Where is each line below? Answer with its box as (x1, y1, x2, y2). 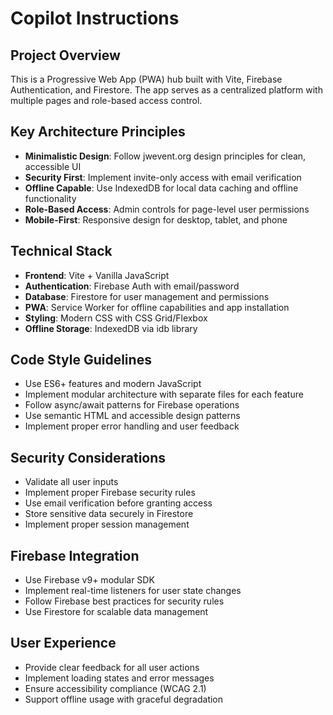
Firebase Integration (10, 547, 140, 564)
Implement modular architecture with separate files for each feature (24, 388, 304, 401)
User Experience (10, 635, 117, 652)
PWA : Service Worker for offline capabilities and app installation (24, 301, 290, 313)
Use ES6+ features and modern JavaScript (24, 378, 202, 390)
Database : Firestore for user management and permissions (24, 290, 270, 302)
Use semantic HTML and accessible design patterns (24, 410, 241, 422)
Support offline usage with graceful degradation (24, 693, 224, 705)
